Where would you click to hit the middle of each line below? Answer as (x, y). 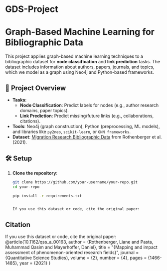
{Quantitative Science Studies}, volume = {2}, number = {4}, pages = (76, 258)
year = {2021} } (35, 263)
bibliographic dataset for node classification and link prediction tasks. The (83, 62)
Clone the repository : (35, 173)
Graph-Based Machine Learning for (80, 32)
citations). (30, 121)
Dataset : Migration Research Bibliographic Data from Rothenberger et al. (87, 137)
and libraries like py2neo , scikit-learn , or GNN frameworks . (72, 132)
